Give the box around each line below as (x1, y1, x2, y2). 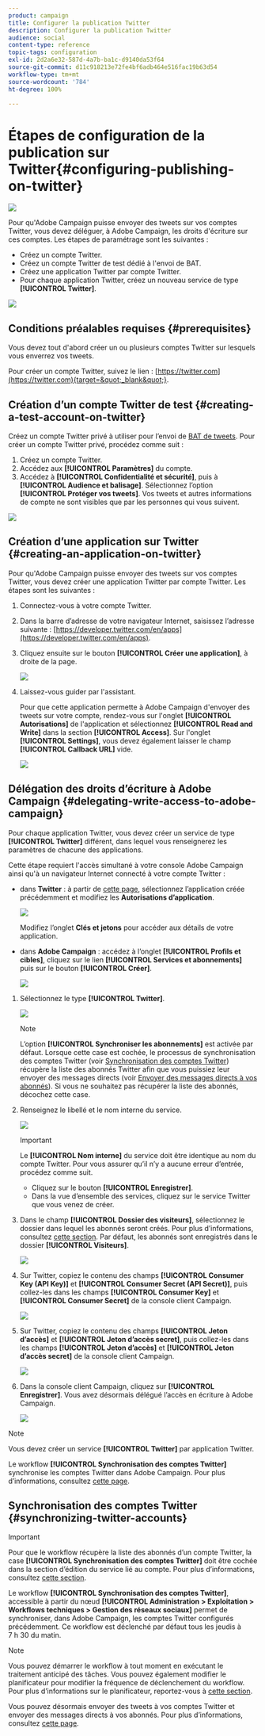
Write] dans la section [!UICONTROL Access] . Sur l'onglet (19, 727, 211, 737)
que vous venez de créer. (31, 1199, 115, 1209)
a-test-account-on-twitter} (8, 410, 146, 424)
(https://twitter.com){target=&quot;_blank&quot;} (8, 375, 168, 384)
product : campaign (8, 11, 69, 20)
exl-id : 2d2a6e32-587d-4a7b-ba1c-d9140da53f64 (8, 56, 165, 64)
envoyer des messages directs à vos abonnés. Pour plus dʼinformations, (8, 1710, 244, 1720)
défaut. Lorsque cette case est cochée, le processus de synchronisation (19, 1047, 256, 1057)
